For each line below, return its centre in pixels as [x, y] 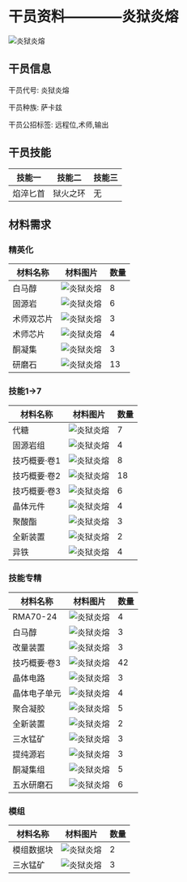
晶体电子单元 [37, 693]
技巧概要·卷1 [36, 460]
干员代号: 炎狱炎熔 [39, 89]
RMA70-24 [35, 616]
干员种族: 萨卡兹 [35, 107]
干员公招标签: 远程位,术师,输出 [59, 124]
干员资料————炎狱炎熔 [94, 17]
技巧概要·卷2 [36, 476]
